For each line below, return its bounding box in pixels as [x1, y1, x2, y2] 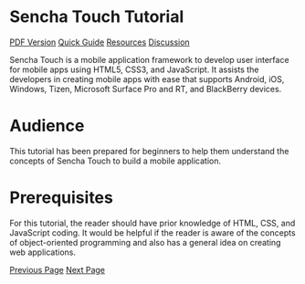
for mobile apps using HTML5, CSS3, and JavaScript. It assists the [9, 64, 259, 75]
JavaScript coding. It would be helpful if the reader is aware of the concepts [9, 226, 296, 238]
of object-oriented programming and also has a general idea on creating [9, 237, 281, 247]
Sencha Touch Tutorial [9, 6, 184, 27]
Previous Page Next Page [9, 264, 106, 275]
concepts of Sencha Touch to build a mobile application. [9, 155, 222, 166]
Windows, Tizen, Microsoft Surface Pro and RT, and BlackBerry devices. [9, 83, 282, 94]
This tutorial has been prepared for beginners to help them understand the [9, 145, 289, 156]
